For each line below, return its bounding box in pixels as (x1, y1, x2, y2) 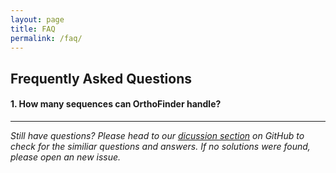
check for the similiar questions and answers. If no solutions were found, (10, 140, 311, 152)
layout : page (10, 14, 65, 25)
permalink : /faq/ (10, 33, 83, 43)
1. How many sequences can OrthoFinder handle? (10, 98, 222, 110)
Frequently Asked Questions (10, 70, 193, 87)
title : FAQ (10, 24, 56, 34)
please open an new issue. (10, 151, 122, 163)
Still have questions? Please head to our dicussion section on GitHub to (10, 129, 305, 141)
